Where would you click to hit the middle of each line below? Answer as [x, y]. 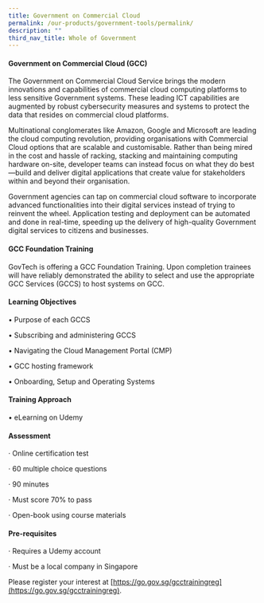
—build [20, 173]
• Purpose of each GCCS [49, 319]
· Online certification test [49, 453]
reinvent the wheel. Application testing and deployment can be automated [129, 214]
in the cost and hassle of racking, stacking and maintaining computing [123, 156]
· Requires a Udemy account [54, 551]
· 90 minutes [29, 484]
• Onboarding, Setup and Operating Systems [82, 381]
